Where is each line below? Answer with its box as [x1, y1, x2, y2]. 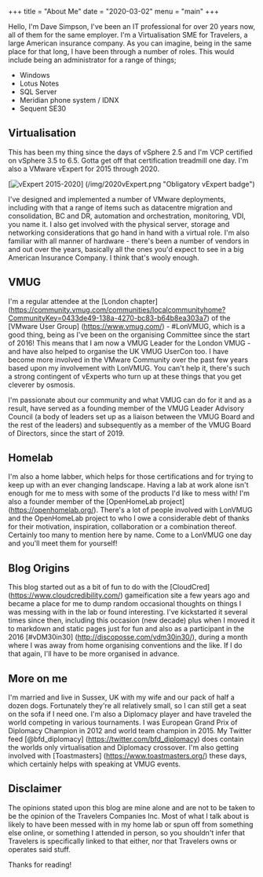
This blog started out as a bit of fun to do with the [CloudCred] [8, 583, 210, 592]
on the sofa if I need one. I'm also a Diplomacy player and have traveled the [8, 710, 252, 719]
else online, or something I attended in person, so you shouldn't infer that [8, 828, 245, 837]
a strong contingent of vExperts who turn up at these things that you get [8, 371, 242, 381]
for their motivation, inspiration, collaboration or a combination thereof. [8, 522, 237, 532]
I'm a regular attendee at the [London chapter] [8, 296, 159, 305]
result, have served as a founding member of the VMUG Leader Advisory [8, 404, 245, 413]
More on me [8, 671, 68, 685]
